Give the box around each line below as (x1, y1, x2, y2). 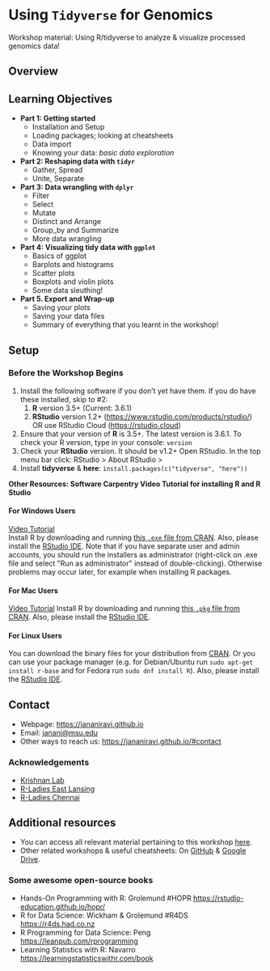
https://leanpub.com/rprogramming (19, 936, 139, 946)
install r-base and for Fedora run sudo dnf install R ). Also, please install (8, 666, 259, 676)
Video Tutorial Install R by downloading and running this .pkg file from (8, 604, 240, 613)
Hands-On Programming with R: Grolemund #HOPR (19, 893, 192, 903)
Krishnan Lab (19, 775, 65, 785)
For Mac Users (8, 585, 59, 596)
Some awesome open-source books (8, 875, 154, 886)
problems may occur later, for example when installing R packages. (8, 567, 232, 577)
